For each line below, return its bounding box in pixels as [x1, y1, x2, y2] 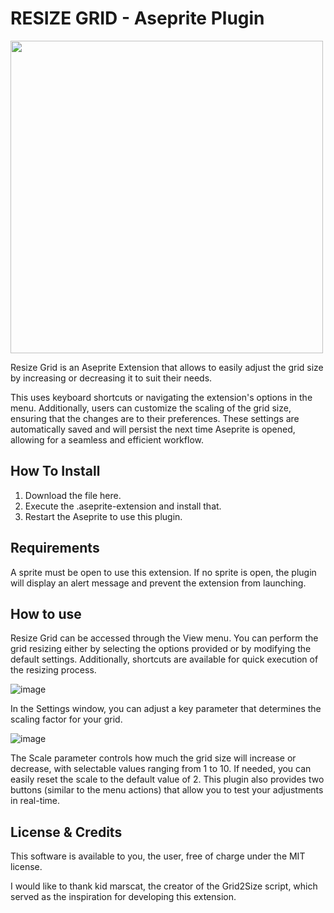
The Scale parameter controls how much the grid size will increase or [10, 752, 297, 764]
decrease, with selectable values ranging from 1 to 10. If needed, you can [10, 763, 312, 775]
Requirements [10, 540, 100, 557]
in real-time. [10, 795, 61, 807]
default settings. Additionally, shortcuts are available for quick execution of [10, 653, 319, 666]
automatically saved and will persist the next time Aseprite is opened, [10, 423, 296, 435]
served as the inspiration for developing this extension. [10, 891, 237, 903]
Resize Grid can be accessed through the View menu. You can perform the [10, 632, 319, 644]
